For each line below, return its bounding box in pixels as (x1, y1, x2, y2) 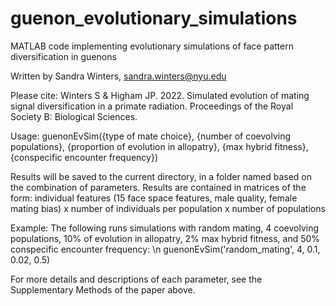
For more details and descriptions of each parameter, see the (10, 273, 263, 285)
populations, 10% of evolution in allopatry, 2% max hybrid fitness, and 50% (10, 232, 321, 244)
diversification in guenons (10, 50, 117, 62)
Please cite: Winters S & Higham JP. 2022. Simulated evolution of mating (10, 89, 310, 101)
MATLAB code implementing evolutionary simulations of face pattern (10, 40, 294, 52)
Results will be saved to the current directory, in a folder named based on (10, 170, 313, 182)
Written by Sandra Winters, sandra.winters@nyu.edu (10, 70, 227, 82)
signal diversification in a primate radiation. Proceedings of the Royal (10, 100, 294, 112)
